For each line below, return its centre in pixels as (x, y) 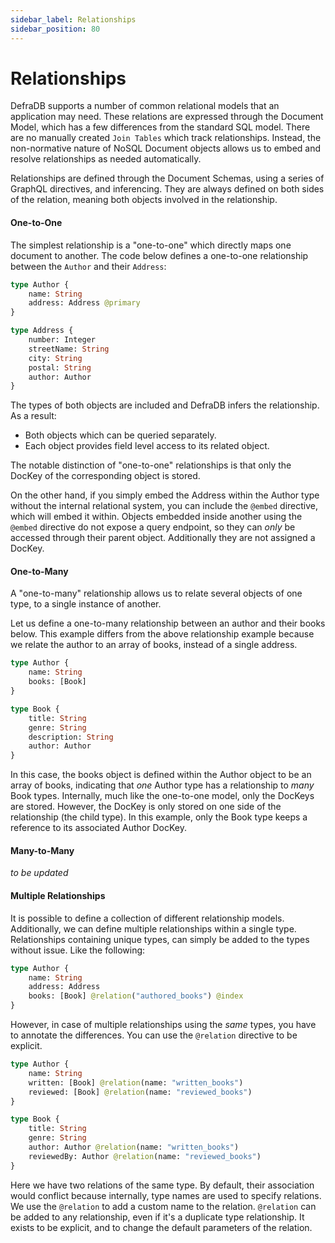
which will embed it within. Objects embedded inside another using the (156, 517)
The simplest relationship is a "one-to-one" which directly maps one (151, 245)
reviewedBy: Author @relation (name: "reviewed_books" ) (145, 1156)
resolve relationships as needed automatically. (106, 159)
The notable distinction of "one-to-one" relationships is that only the (151, 465)
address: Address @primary (84, 303)
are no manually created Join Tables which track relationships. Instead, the (166, 138)
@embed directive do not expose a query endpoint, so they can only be (153, 527)
